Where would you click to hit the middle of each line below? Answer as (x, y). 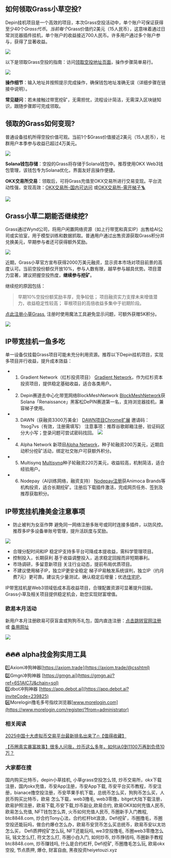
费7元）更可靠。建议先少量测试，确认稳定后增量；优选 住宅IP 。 (78, 577)
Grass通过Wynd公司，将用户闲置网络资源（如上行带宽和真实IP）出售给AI (82, 229)
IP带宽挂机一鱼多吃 (35, 341)
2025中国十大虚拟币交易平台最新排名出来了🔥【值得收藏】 (66, 736)
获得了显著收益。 (32, 41)
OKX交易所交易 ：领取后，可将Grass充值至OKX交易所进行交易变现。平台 (81, 181)
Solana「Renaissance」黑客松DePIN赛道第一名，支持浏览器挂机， (90, 402)
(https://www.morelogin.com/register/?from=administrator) (67, 710)
